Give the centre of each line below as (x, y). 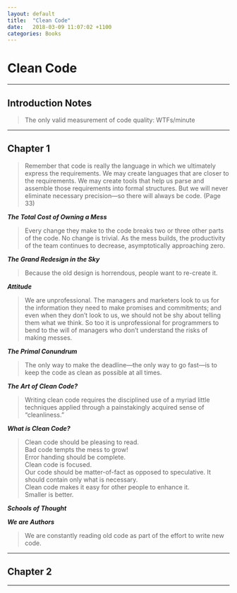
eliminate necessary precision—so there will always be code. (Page (122, 195)
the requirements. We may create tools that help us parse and (114, 181)
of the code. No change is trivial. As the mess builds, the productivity (125, 238)
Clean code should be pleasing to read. (82, 442)
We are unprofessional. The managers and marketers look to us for (122, 300)
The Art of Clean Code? (43, 386)
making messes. (48, 337)
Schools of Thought (37, 508)
